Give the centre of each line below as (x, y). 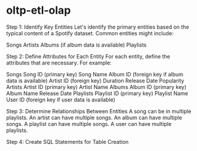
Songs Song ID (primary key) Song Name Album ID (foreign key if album (95, 74)
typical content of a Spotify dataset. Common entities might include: (90, 33)
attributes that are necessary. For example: (59, 63)
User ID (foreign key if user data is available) (61, 100)
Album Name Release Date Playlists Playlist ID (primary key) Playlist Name (97, 93)
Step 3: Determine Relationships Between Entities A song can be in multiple (99, 111)
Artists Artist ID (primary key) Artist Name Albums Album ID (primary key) (96, 87)
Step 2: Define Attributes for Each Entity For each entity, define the (88, 56)
